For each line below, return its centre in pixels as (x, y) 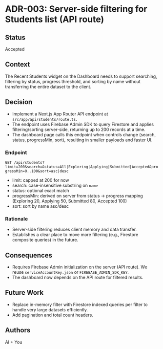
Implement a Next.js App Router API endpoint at (60, 114)
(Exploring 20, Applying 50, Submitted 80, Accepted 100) (70, 201)
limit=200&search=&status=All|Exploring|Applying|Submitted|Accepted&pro (82, 167)
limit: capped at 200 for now (41, 180)
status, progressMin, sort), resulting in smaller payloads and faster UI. (82, 140)
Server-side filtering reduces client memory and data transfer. (74, 229)
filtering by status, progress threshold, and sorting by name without (73, 81)
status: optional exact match (41, 190)
